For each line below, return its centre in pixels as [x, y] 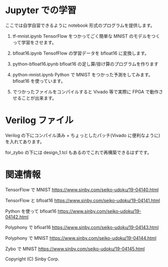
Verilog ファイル [40, 121]
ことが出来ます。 [39, 98]
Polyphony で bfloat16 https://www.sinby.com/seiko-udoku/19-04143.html [82, 227]
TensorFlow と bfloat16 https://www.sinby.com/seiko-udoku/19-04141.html [83, 200]
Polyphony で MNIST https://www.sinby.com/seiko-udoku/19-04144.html [81, 238]
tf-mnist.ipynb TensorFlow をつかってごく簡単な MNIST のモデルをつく [86, 36]
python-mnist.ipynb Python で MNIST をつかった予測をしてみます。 [82, 74]
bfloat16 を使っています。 [39, 81]
